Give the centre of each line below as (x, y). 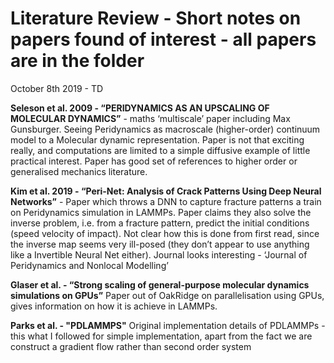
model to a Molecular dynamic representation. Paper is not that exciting (157, 139)
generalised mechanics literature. (79, 171)
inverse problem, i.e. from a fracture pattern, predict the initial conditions (160, 223)
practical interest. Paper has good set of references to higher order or (154, 161)
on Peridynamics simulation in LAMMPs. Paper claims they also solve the (161, 212)
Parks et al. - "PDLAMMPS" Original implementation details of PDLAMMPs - (168, 325)
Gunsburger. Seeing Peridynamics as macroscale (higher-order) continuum (165, 129)
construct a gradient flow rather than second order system (131, 346)
